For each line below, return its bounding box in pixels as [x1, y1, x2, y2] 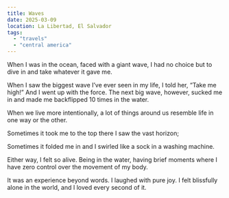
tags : [7, 29, 23, 36]
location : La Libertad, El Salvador [7, 23, 112, 29]
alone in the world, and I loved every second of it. [7, 184, 147, 191]
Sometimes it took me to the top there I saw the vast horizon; [7, 129, 180, 137]
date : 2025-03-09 [7, 16, 57, 23]
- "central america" [13, 42, 72, 48]
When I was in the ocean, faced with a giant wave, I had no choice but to [7, 61, 213, 68]
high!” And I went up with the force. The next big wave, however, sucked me [7, 88, 223, 96]
